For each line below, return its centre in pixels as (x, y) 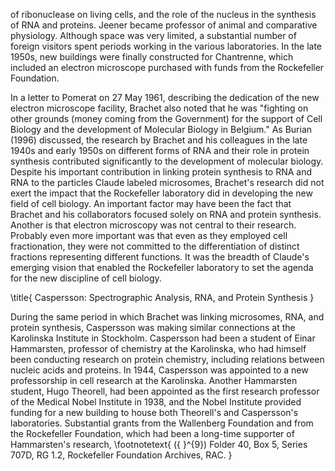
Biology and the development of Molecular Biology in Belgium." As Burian (161, 129)
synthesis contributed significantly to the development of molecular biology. (167, 161)
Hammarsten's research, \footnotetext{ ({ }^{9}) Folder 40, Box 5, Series (159, 444)
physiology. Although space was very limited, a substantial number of (153, 35)
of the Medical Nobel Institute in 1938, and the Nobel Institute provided (156, 402)
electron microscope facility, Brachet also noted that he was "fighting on (159, 108)
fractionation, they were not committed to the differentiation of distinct (155, 246)
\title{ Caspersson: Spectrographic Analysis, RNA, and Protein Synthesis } (162, 297)
